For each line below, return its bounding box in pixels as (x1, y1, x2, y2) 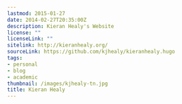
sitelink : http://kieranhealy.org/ (7, 42, 108, 49)
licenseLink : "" (7, 36, 53, 42)
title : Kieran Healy (7, 86, 66, 93)
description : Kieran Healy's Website (7, 23, 115, 29)
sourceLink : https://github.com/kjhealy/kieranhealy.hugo (7, 49, 175, 55)
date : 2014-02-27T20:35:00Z (7, 16, 87, 23)
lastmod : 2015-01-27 (7, 10, 66, 17)
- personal (7, 61, 38, 68)
